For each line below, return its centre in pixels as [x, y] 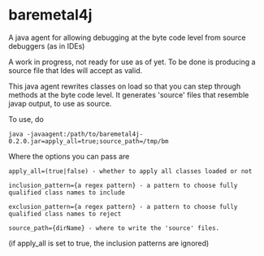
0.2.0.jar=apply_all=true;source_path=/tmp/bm [89, 141]
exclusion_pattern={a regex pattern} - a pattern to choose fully [123, 206]
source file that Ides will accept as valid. [76, 70]
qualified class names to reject [65, 214]
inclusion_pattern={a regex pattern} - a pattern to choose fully [123, 185]
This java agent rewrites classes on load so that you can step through [125, 86]
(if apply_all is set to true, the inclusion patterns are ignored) [109, 243]
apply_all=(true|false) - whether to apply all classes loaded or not [130, 171]
